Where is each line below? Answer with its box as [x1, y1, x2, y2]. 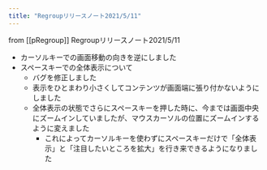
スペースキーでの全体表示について [19, 62, 133, 72]
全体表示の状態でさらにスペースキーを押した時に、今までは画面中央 [32, 103, 260, 113]
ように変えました [32, 123, 90, 133]
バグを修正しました [32, 72, 97, 82]
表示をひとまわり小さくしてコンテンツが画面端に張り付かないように [32, 83, 260, 92]
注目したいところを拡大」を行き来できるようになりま [72, 143, 252, 153]
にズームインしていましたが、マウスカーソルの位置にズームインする [32, 113, 260, 122]
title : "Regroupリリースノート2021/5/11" [8, 11, 142, 20]
